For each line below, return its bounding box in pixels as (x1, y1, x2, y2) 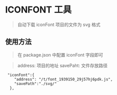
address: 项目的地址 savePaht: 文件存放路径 (17, 62, 108, 68)
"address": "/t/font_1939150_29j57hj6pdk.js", (14, 76, 113, 82)
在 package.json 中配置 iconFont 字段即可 (17, 51, 103, 57)
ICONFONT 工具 (5, 4, 72, 15)
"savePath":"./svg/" (14, 81, 57, 86)
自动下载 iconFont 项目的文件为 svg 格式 (17, 21, 101, 27)
